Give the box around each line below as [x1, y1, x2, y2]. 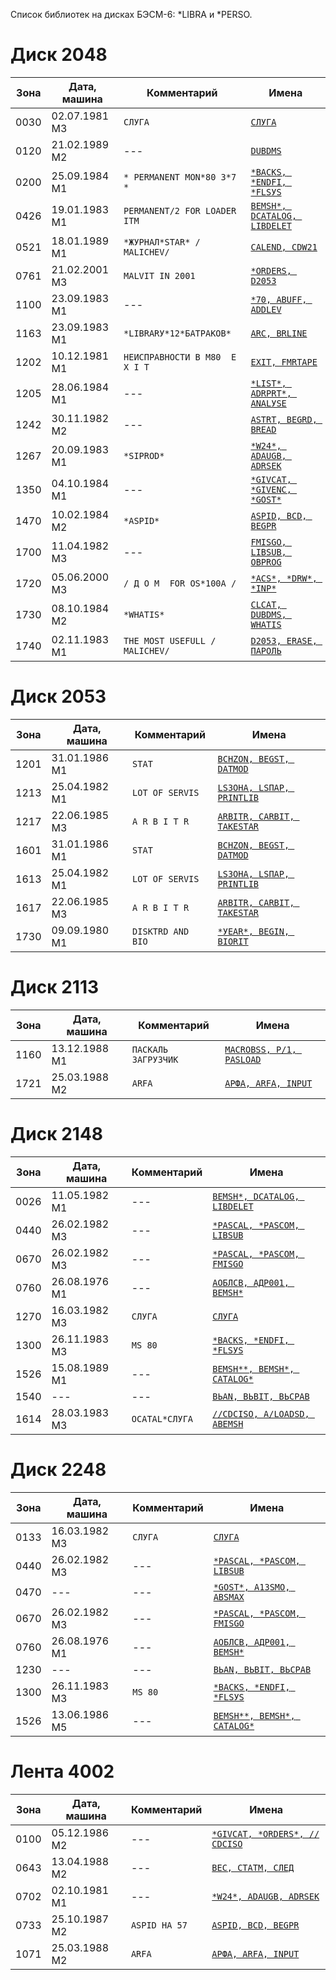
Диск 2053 [10, 685, 107, 708]
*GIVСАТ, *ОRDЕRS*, [211, 1828, 305, 1839]
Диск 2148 [10, 1123, 104, 1145]
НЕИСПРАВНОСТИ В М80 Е [123, 351, 237, 363]
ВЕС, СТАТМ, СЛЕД [211, 1862, 295, 1873]
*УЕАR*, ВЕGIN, [217, 925, 290, 937]
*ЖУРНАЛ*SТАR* [123, 236, 191, 248]
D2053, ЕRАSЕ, [250, 635, 318, 646]
